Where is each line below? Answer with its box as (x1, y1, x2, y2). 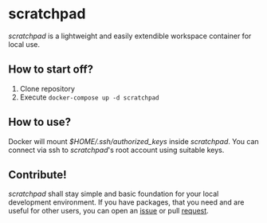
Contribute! (8, 168, 67, 182)
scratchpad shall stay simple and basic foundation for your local (8, 189, 219, 199)
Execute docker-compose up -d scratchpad (19, 92, 159, 102)
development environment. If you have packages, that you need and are (8, 198, 245, 207)
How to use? (8, 115, 72, 129)
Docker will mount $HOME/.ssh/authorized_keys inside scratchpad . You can (8, 136, 259, 146)
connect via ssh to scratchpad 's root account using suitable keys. (8, 145, 225, 155)
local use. (8, 39, 40, 49)
